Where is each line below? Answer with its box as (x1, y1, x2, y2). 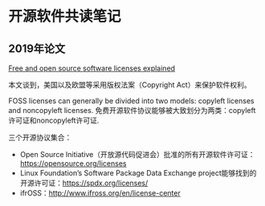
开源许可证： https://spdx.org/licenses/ (19, 178, 149, 188)
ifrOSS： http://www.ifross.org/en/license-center (19, 188, 181, 197)
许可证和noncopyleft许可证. (8, 115, 100, 125)
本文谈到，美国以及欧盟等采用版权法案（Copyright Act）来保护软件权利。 (8, 80, 251, 89)
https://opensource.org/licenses (19, 159, 127, 168)
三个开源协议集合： (8, 133, 72, 142)
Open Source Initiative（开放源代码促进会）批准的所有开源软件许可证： (19, 150, 255, 159)
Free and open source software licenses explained (8, 63, 175, 73)
